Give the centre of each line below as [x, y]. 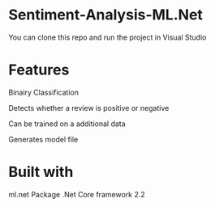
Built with [41, 172]
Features [39, 70]
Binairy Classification [44, 92]
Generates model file [43, 139]
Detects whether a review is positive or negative [89, 108]
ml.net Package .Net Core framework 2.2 [77, 194]
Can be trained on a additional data [67, 124]
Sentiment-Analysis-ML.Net [105, 15]
